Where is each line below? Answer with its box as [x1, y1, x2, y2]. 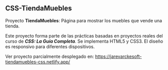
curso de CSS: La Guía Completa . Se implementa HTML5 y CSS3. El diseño [5, 38, 163, 44]
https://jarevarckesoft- [95, 53, 142, 59]
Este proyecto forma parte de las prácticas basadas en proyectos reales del [5, 32, 163, 39]
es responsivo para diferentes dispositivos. [5, 43, 95, 50]
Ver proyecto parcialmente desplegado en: [5, 53, 95, 59]
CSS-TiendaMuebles [5, 4, 72, 13]
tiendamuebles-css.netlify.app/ [5, 58, 70, 65]
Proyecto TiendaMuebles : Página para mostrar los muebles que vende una [5, 17, 162, 23]
